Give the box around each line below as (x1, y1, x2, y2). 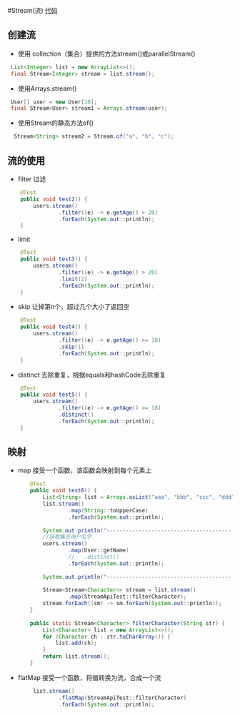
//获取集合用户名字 (42, 534, 92, 541)
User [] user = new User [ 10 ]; (10, 98, 98, 106)
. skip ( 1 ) (58, 343, 84, 350)
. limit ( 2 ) (58, 275, 88, 283)
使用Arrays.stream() (17, 84, 77, 93)
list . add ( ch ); (55, 639, 98, 647)
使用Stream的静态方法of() (17, 118, 94, 127)
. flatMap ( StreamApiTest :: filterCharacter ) (58, 694, 187, 701)
